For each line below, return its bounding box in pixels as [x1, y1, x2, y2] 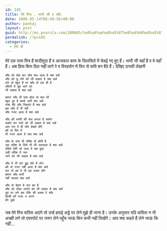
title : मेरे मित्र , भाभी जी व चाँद [5, 12, 61, 17]
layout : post [5, 26, 32, 31]
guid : [5, 30, 16, 35]
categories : [5, 40, 30, 45]
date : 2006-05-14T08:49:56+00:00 [5, 16, 75, 21]
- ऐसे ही [9, 44, 23, 49]
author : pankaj [5, 21, 37, 26]
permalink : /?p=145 [5, 35, 46, 40]
